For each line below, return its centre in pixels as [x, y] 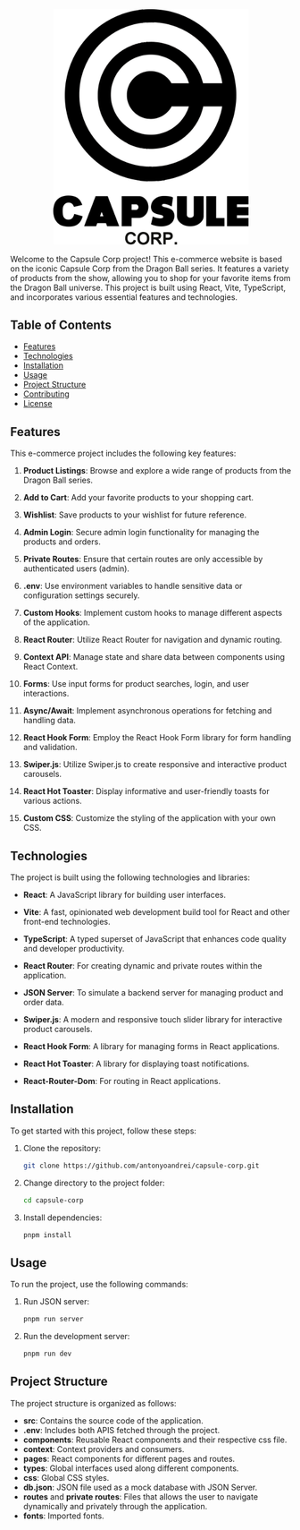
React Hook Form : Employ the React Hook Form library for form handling [157, 738]
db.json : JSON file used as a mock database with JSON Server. [140, 1487]
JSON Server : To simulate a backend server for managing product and [153, 993]
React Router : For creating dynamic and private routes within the [142, 966]
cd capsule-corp [53, 1200]
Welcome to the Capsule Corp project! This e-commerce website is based [146, 259]
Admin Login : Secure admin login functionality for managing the [141, 533]
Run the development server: [76, 1337]
